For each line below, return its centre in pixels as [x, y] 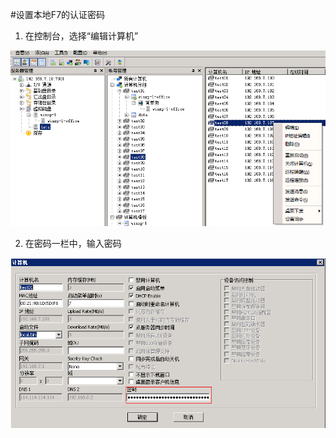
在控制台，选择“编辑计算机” [81, 36]
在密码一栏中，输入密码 [73, 244]
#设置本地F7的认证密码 [58, 14]
